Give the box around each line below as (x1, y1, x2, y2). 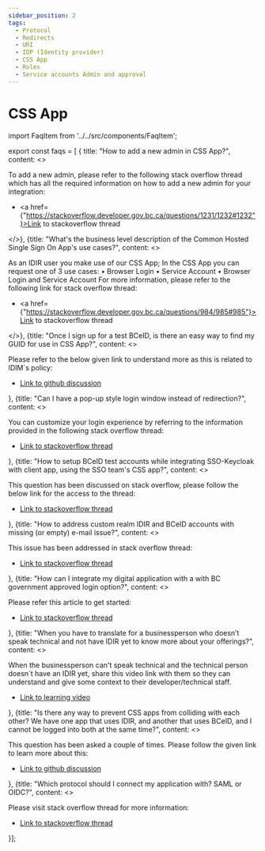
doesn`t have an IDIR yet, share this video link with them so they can (8, 668, 231, 678)
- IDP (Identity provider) (15, 48, 104, 56)
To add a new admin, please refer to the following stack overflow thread (8, 169, 243, 179)
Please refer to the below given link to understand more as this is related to (8, 354, 253, 364)
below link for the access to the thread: (8, 488, 136, 498)
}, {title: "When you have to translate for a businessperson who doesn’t (8, 628, 240, 637)
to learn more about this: (8, 748, 89, 758)
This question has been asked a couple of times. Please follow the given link (8, 739, 257, 749)
